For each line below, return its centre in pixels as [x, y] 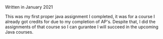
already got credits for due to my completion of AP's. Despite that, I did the [80, 22]
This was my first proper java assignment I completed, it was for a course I [80, 16]
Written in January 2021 [29, 7]
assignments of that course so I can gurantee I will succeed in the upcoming [82, 27]
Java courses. [19, 32]
